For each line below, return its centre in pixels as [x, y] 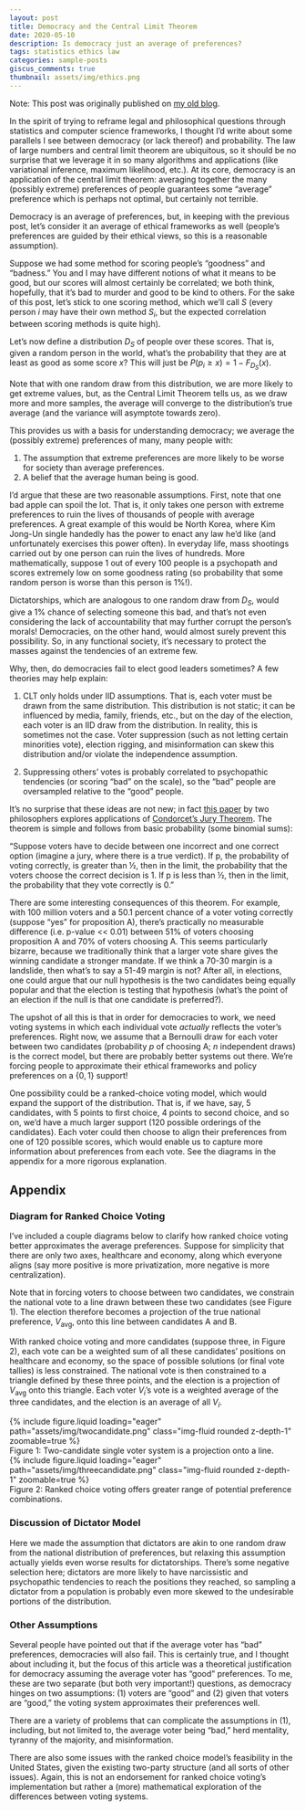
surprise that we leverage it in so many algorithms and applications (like [144, 160]
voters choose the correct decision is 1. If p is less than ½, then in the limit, [149, 875]
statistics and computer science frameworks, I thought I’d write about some [151, 131]
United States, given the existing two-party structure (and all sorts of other [149, 1767]
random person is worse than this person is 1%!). [101, 583]
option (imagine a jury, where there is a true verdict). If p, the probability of [149, 856]
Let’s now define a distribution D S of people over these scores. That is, [142, 342]
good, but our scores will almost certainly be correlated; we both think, [142, 282]
